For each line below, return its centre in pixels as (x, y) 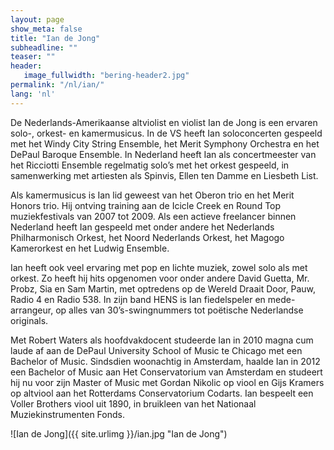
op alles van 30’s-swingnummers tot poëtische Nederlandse (179, 310)
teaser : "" (33, 57)
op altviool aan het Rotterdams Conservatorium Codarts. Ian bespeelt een (162, 393)
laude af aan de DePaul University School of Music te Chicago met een (156, 350)
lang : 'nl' (33, 94)
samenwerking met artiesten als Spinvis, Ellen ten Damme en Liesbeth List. (164, 175)
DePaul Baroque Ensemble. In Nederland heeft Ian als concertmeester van (163, 154)
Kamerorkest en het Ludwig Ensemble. (90, 248)
